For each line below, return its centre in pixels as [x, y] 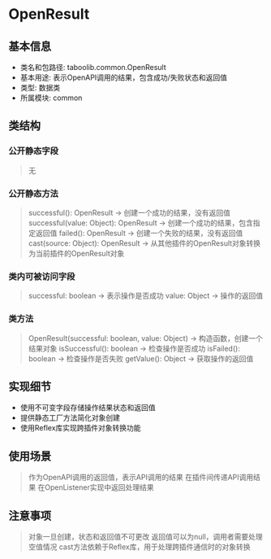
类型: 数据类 [40, 87]
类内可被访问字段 [42, 276]
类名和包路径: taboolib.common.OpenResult [93, 67]
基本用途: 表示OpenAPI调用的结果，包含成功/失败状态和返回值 [123, 77]
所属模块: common [51, 98]
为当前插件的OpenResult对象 [76, 253]
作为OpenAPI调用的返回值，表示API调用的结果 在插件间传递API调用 [141, 478]
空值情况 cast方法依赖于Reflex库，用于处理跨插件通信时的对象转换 [139, 547]
